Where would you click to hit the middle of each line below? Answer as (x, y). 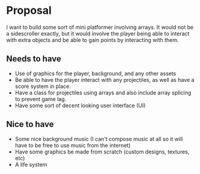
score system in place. (43, 86)
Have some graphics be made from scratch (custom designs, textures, (102, 152)
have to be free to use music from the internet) (73, 145)
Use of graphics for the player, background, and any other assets (95, 73)
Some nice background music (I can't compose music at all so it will (99, 138)
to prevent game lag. (41, 99)
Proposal (29, 11)
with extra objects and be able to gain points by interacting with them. (92, 40)
